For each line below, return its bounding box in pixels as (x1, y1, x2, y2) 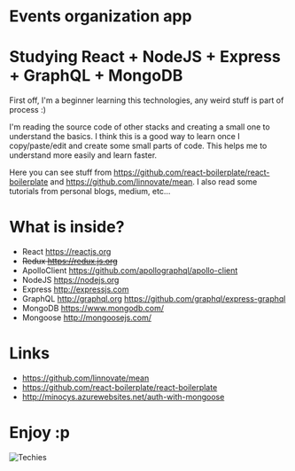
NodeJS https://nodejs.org (21, 275, 120, 286)
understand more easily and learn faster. (9, 150, 158, 161)
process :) (9, 105, 47, 115)
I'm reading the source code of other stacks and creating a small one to (9, 122, 270, 132)
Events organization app (9, 6, 192, 27)
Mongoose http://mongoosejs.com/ (21, 312, 152, 323)
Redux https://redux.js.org (21, 255, 118, 267)
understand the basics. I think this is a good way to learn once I (9, 131, 241, 142)
